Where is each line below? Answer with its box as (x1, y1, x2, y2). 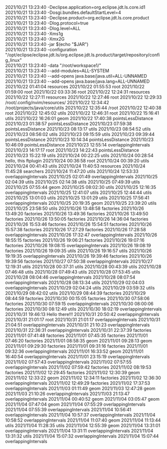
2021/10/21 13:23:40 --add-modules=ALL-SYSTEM (5, 68, 110, 74)
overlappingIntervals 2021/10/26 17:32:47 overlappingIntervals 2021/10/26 (5, 232, 158, 238)
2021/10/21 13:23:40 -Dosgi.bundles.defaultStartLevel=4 (5, 9, 121, 15)
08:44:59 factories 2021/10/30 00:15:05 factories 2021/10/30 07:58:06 (5, 296, 150, 301)
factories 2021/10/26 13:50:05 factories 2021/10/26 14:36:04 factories (5, 216, 149, 222)
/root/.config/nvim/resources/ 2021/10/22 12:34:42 (5, 100, 110, 105)
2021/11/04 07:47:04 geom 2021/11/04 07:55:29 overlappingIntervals (5, 401, 146, 407)
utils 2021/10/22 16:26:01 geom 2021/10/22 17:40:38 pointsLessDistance (5, 116, 154, 121)
